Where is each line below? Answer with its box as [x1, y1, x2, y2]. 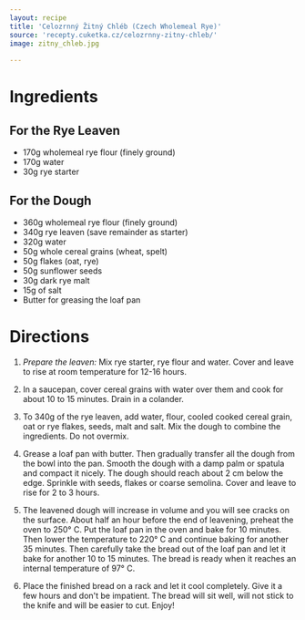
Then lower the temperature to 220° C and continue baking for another [22, 533, 290, 544]
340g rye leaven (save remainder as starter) [22, 226, 188, 237]
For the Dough [9, 192, 92, 208]
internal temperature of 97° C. [22, 563, 136, 573]
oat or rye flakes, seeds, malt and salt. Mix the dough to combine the [22, 420, 281, 431]
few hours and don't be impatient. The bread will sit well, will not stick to [22, 590, 294, 601]
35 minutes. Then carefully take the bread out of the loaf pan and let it [22, 543, 287, 554]
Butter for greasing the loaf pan [22, 294, 141, 305]
